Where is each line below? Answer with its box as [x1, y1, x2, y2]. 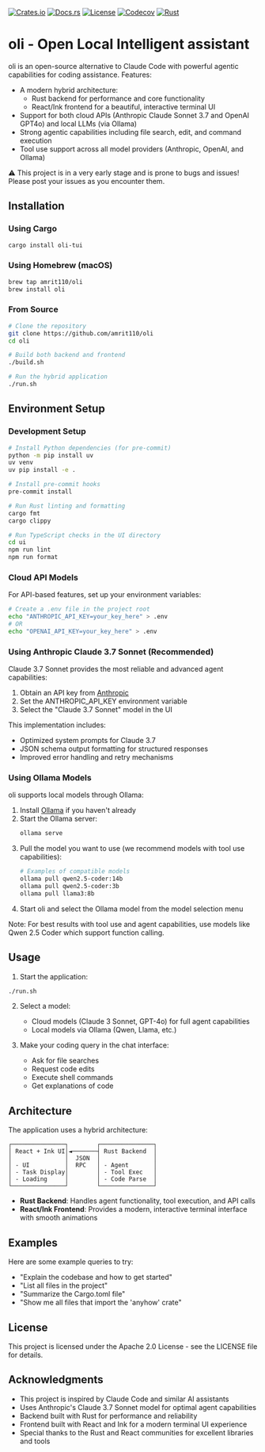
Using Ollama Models [8, 772, 93, 783]
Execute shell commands [31, 1073, 113, 1082]
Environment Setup [8, 402, 105, 416]
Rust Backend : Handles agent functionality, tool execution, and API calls [19, 1196, 256, 1205]
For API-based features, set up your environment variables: [8, 590, 202, 600]
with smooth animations [19, 1213, 98, 1223]
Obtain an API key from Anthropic [19, 688, 129, 698]
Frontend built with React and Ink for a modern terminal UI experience [19, 1419, 248, 1429]
